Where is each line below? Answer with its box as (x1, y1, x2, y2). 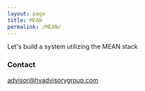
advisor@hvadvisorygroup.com (7, 76, 99, 84)
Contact (7, 60, 36, 70)
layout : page (7, 10, 46, 17)
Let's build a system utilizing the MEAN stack (7, 43, 139, 51)
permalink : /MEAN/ (7, 23, 61, 30)
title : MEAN (7, 17, 42, 24)
